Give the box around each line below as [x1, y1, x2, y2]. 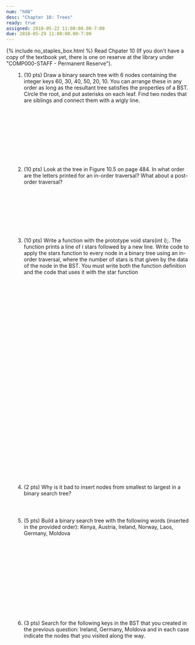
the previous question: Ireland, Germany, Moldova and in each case [23, 626, 189, 633]
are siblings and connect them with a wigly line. [23, 97, 140, 104]
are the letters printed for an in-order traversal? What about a [23, 172, 174, 179]
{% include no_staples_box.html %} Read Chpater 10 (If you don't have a [6, 47, 184, 54]
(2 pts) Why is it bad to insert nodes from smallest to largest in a [23, 483, 181, 491]
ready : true [6, 20, 36, 26]
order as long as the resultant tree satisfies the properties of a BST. [23, 84, 188, 91]
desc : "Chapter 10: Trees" [6, 14, 73, 20]
